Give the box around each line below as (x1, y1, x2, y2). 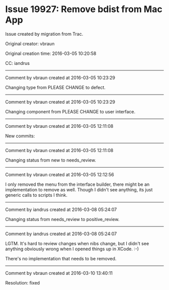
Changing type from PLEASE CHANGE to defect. (5, 84, 106, 90)
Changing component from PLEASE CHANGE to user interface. (5, 108, 136, 114)
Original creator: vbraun (5, 40, 55, 46)
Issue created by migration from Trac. (5, 31, 83, 37)
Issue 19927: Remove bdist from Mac (5, 4, 162, 15)
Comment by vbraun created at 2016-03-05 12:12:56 (5, 171, 114, 177)
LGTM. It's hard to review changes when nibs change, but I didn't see (5, 240, 149, 246)
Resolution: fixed (5, 279, 40, 285)
